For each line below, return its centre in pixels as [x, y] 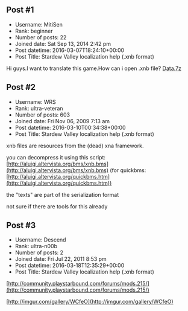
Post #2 [21, 87]
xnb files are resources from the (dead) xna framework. [75, 146]
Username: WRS [35, 101]
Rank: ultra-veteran [39, 108]
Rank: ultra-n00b [36, 246]
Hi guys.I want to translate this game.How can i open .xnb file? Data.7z [94, 68]
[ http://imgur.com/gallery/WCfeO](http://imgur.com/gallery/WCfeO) [90, 302]
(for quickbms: [128, 170]
